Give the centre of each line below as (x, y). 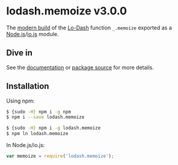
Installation (28, 86)
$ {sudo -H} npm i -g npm (38, 112)
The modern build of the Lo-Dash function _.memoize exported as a (89, 28)
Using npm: (20, 101)
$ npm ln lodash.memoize (37, 134)
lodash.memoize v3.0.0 (67, 11)
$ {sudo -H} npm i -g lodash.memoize (54, 128)
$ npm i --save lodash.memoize (45, 117)
